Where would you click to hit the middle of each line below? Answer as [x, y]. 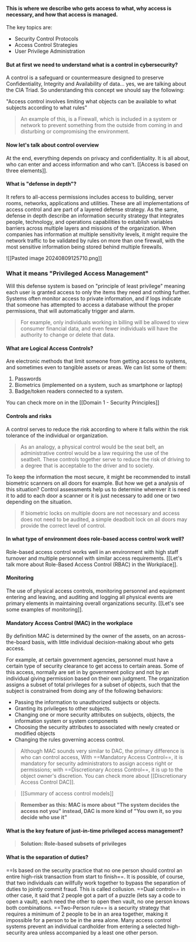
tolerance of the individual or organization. [57, 435]
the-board [18, 642]
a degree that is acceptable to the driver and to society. [87, 465]
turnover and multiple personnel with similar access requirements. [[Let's [94, 558]
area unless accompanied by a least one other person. [93, 933]
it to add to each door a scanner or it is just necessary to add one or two [93, 495]
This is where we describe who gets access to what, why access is [89, 8]
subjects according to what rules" [47, 108]
